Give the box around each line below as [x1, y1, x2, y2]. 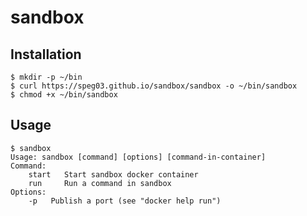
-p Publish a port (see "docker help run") [28, 196, 222, 206]
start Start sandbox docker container [28, 169, 199, 180]
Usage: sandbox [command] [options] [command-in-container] [10, 152, 267, 162]
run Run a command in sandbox [28, 178, 172, 188]
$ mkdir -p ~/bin [10, 72, 83, 82]
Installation [10, 46, 82, 63]
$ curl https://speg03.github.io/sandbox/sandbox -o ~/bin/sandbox [10, 81, 298, 91]
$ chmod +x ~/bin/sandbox [10, 90, 118, 100]
